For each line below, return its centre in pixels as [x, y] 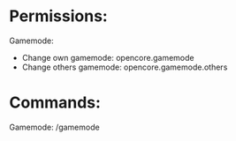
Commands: [55, 103]
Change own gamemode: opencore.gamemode [108, 57]
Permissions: [58, 16]
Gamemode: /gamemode [54, 127]
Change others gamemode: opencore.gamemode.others [125, 67]
